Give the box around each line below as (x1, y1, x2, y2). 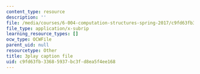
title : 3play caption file (6, 53, 73, 59)
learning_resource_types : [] (6, 31, 79, 37)
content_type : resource (6, 8, 65, 15)
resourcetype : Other (6, 48, 58, 54)
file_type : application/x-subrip (6, 25, 89, 32)
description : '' (6, 14, 46, 20)
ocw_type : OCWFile (6, 36, 52, 42)
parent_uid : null (6, 42, 49, 48)
